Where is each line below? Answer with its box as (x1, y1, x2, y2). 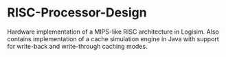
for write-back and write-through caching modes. (7, 42, 148, 50)
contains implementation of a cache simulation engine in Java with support (7, 34, 220, 43)
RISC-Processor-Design (7, 5, 147, 21)
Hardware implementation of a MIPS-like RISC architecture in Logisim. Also (7, 27, 220, 36)
